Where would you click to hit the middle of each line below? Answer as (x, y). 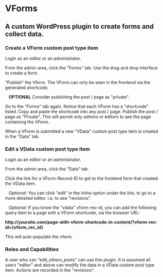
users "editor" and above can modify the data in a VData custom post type (80, 265)
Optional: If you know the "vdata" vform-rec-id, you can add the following (82, 208)
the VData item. (21, 184)
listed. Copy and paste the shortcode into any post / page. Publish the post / (81, 111)
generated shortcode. (27, 87)
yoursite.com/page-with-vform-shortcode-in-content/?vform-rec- (88, 222)
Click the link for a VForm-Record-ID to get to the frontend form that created (81, 178)
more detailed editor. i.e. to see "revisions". (48, 198)
